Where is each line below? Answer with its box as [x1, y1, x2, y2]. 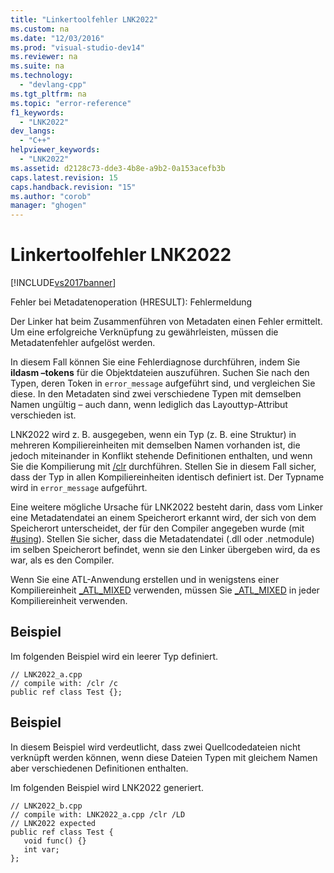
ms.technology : [10, 71, 74, 81]
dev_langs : [10, 126, 56, 136]
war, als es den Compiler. [10, 554, 115, 566]
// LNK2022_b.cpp [10, 801, 83, 811]
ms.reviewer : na [10, 52, 78, 62]
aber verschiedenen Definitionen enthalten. [10, 762, 189, 774]
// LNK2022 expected [10, 818, 97, 828]
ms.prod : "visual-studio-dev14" [10, 42, 145, 53]
